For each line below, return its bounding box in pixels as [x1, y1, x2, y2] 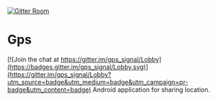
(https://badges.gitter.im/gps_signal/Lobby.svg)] [7, 63, 149, 71]
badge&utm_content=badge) [7, 85, 91, 94]
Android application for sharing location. [92, 85, 211, 94]
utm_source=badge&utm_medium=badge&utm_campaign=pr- [7, 78, 189, 86]
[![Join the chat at [7, 55, 60, 63]
